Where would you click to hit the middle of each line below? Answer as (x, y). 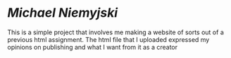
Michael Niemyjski (63, 13)
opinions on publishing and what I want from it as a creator (93, 47)
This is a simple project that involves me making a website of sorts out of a (115, 32)
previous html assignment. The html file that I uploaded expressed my (108, 39)
